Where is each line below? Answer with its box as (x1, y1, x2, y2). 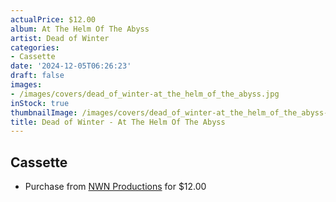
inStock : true (10, 98, 70, 108)
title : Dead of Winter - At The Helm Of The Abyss (10, 117, 226, 127)
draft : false (10, 71, 65, 81)
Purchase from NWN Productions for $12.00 (24, 181, 207, 193)
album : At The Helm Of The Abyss (10, 24, 150, 34)
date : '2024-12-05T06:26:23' (10, 61, 132, 71)
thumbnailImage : (10, 107, 78, 118)
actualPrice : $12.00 (10, 14, 97, 25)
